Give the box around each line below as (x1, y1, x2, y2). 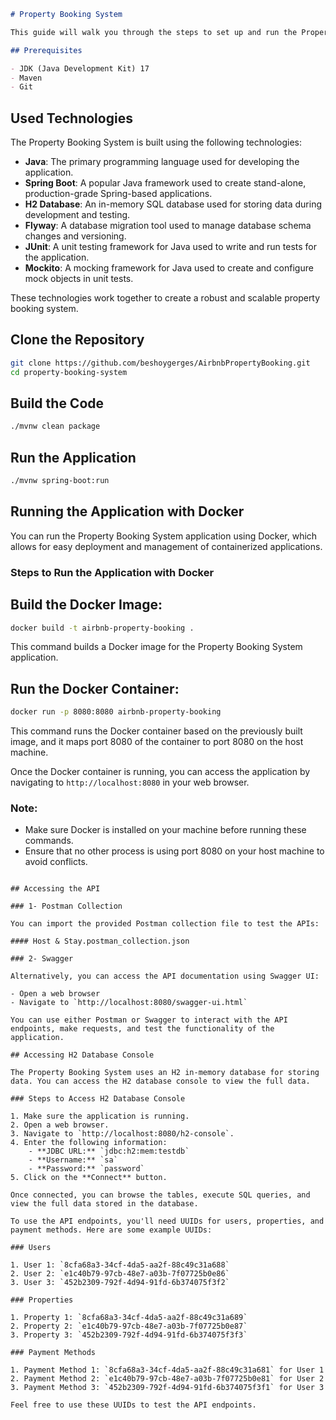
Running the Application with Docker (10, 503, 245, 520)
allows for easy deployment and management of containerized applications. (10, 540, 323, 552)
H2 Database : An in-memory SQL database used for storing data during (24, 198, 323, 210)
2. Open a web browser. (10, 1120, 110, 1130)
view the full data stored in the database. (10, 1199, 199, 1209)
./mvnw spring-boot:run (10, 476, 110, 486)
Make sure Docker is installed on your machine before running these (24, 824, 307, 836)
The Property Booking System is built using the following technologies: (10, 136, 303, 149)
